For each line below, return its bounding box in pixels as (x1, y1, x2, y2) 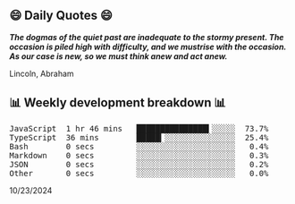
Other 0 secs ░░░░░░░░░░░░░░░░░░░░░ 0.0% (9, 168, 269, 178)
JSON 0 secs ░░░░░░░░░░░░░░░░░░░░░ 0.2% (9, 159, 269, 169)
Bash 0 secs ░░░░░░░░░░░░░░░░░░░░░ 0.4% (9, 141, 269, 151)
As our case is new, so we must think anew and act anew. (9, 50, 228, 62)
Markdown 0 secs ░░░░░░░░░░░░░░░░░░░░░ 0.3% (9, 150, 269, 160)
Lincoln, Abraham (9, 68, 74, 79)
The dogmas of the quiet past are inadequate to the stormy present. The (9, 31, 284, 42)
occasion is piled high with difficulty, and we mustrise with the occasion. (9, 41, 287, 52)
